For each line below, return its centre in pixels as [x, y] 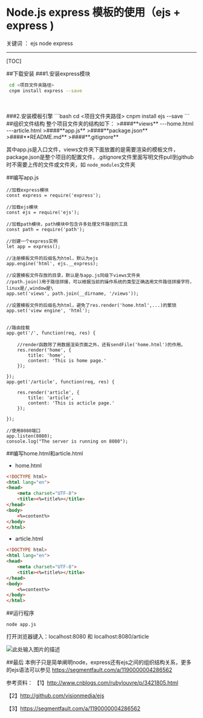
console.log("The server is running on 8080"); [67, 441]
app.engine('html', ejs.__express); [52, 263]
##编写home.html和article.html [45, 453]
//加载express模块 [27, 190]
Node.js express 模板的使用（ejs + [94, 12]
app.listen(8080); [29, 436]
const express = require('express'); [54, 195]
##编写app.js [23, 177]
